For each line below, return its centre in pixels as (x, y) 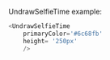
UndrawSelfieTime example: (55, 12)
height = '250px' (51, 41)
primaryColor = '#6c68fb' (63, 34)
